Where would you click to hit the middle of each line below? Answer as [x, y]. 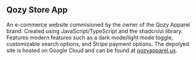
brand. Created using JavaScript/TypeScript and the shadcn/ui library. [95, 31]
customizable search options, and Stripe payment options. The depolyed [98, 44]
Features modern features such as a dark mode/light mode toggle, [90, 37]
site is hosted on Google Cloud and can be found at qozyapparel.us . [92, 50]
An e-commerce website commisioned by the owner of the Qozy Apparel [98, 24]
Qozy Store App [37, 10]
